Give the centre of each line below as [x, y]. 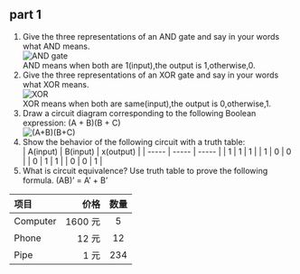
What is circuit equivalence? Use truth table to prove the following [145, 170]
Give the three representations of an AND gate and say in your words [151, 36]
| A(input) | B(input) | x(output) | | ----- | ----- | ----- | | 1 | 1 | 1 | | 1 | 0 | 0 [157, 151]
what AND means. [56, 46]
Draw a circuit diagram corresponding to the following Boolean [139, 113]
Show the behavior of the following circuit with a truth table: [134, 142]
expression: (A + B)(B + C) [71, 123]
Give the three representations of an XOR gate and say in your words [150, 75]
